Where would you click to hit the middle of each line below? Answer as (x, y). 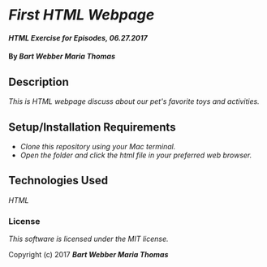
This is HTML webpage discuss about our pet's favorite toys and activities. (134, 101)
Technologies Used (58, 181)
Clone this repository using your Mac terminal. (98, 146)
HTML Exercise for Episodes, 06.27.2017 (78, 37)
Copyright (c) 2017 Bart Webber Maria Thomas (88, 255)
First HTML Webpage (82, 15)
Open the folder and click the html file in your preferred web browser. (136, 155)
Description (39, 82)
